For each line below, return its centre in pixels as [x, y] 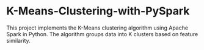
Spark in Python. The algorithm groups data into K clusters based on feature [102, 34]
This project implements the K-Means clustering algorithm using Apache [97, 28]
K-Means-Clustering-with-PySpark [98, 11]
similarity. [18, 40]
